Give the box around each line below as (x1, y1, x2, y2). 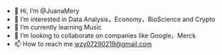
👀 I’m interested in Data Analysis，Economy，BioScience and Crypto (13, 15, 216, 23)
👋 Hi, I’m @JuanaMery (13, 7, 79, 15)
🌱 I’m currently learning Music (13, 23, 102, 31)
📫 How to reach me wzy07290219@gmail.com (13, 39, 152, 48)
